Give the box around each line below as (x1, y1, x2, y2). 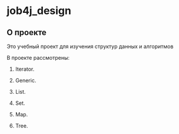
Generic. (15, 77, 37, 84)
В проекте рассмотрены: (6, 54, 70, 61)
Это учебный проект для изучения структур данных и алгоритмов (6, 43, 174, 50)
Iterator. (15, 66, 35, 73)
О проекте (6, 28, 47, 37)
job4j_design (6, 4, 71, 18)
